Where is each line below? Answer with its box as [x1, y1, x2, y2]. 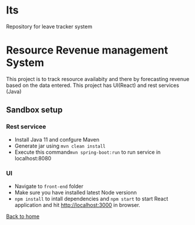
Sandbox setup [6, 105, 63, 115]
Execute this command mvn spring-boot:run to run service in [14, 148, 161, 156]
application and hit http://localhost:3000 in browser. [14, 201, 140, 209]
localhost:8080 [14, 155, 52, 162]
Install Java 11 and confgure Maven [14, 136, 100, 143]
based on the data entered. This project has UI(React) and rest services [6, 82, 179, 89]
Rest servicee [6, 123, 46, 131]
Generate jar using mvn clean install [14, 142, 106, 149]
